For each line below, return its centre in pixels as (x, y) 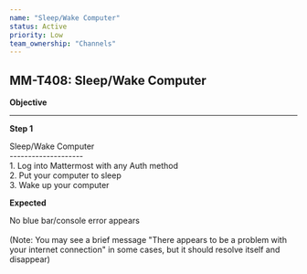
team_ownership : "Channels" (63, 43)
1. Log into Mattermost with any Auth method (94, 166)
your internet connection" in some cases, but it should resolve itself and (145, 250)
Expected (28, 203)
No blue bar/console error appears (74, 221)
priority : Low (37, 35)
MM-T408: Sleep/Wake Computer (108, 80)
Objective (28, 102)
